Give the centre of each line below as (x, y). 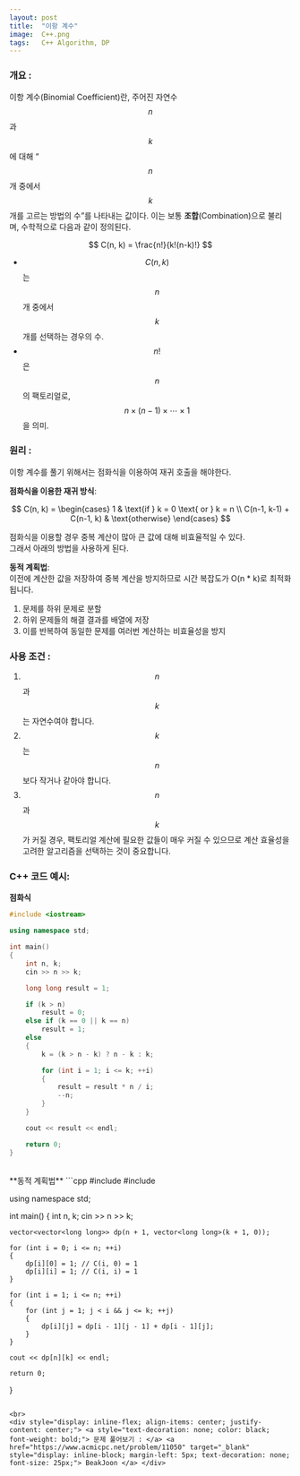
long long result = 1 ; (68, 988)
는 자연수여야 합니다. (58, 721)
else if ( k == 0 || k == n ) (77, 1021)
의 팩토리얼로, (47, 396)
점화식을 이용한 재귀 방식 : (53, 491)
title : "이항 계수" (44, 26)
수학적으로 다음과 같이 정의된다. (76, 227)
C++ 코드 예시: (39, 877)
